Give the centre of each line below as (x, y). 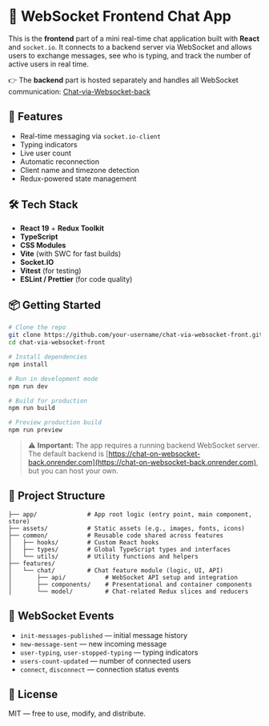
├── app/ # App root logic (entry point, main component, (130, 514)
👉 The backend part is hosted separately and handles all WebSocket (123, 80)
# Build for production (48, 401)
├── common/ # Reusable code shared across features (116, 535)
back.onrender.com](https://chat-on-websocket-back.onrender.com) (142, 462)
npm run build (32, 408)
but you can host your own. (73, 471)
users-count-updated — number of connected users (105, 660)
